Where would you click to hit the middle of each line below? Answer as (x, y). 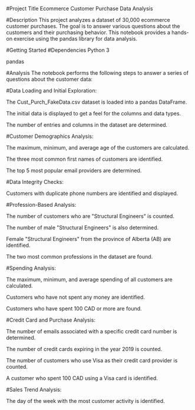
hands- (181, 32)
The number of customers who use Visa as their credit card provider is (92, 361)
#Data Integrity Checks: (35, 182)
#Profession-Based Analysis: (41, 205)
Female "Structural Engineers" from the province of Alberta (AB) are (89, 239)
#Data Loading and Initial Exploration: (52, 90)
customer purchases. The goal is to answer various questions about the (93, 26)
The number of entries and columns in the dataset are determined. (87, 125)
